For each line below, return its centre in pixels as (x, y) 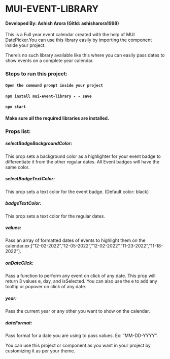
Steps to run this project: (36, 74)
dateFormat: (19, 323)
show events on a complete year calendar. (49, 61)
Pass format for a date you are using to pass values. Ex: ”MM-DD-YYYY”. (82, 336)
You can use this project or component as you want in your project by (78, 346)
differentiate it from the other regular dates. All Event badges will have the (82, 161)
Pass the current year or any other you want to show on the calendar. (78, 311)
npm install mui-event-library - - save (49, 96)
